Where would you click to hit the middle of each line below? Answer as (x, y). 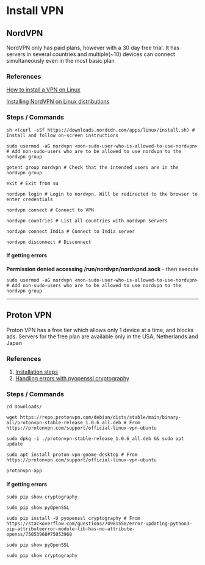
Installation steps (36, 372)
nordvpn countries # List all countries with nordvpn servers (87, 221)
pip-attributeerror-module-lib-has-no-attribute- (71, 529)
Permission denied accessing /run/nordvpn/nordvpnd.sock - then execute (103, 269)
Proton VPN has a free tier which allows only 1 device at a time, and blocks (100, 330)
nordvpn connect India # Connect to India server (71, 231)
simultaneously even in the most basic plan (60, 61)
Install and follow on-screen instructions (63, 135)
